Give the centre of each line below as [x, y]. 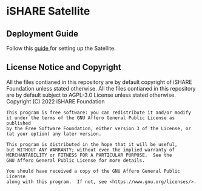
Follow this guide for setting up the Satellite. [61, 48]
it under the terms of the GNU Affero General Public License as [90, 118]
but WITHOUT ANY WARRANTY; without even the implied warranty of [90, 150]
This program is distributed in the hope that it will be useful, [92, 144]
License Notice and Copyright [64, 67]
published [19, 123]
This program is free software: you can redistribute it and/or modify [99, 113]
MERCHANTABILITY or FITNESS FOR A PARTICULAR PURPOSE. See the [89, 155]
